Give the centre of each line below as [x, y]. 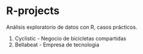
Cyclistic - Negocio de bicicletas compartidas [70, 38]
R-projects [33, 11]
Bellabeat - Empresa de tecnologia [57, 45]
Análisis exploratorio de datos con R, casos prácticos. [72, 27]
